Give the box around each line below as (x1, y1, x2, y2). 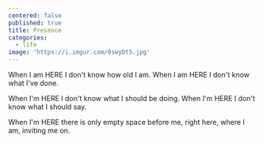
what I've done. (8, 78, 59, 88)
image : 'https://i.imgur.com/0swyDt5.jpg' (8, 48, 151, 56)
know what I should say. (8, 102, 87, 111)
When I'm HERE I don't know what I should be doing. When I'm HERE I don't (8, 94, 256, 103)
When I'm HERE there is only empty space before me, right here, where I (8, 118, 246, 126)
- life (15, 41, 37, 49)
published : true (8, 19, 62, 27)
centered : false (8, 11, 62, 20)
